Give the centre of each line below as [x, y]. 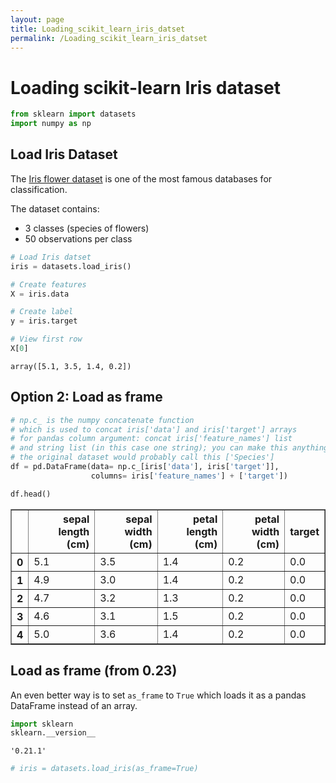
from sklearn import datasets [73, 114]
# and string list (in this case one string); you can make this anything [169, 448]
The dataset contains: [55, 208]
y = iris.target [44, 321]
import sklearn [42, 724]
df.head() [31, 494]
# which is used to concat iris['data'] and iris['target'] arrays [154, 429]
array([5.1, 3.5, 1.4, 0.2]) [71, 366]
